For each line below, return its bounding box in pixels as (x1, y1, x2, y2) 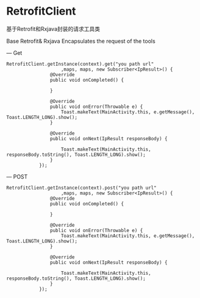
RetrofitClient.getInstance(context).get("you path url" (6, 61, 154, 67)
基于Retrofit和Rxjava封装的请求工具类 (6, 25, 101, 32)
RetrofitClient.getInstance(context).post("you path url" (6, 185, 157, 191)
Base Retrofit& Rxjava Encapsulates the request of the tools (6, 37, 155, 44)
